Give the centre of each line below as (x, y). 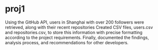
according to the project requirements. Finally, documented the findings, (77, 37)
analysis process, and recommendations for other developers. (67, 42)
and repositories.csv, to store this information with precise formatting (74, 32)
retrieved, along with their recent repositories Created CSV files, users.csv (79, 27)
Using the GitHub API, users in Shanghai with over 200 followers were (74, 22)
